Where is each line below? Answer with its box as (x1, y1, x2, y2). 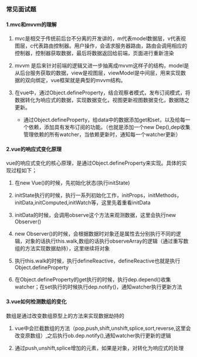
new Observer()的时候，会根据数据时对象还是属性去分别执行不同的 (14, 230, 176, 237)
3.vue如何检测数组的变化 (6, 298, 67, 305)
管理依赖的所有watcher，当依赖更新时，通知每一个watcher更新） (23, 131, 181, 138)
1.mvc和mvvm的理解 (6, 21, 57, 28)
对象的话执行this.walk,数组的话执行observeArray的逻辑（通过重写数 (25, 237, 189, 244)
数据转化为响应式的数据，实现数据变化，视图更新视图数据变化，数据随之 (14, 97, 189, 104)
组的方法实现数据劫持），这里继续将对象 (14, 245, 110, 252)
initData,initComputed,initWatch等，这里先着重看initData (14, 199, 151, 206)
